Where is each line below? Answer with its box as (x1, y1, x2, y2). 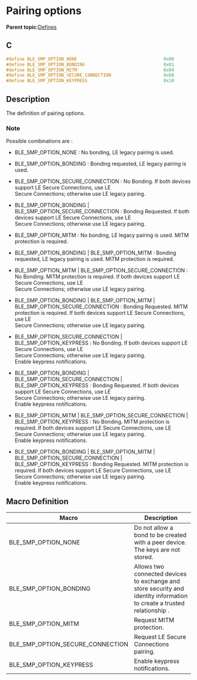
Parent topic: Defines (6, 23, 57, 30)
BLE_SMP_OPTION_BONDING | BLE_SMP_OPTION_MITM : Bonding (14, 249, 176, 256)
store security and (134, 584, 184, 593)
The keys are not (134, 546, 181, 554)
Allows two (134, 563, 164, 571)
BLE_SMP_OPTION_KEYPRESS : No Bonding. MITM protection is (14, 418, 170, 426)
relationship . (134, 607, 170, 615)
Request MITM (134, 616, 175, 624)
